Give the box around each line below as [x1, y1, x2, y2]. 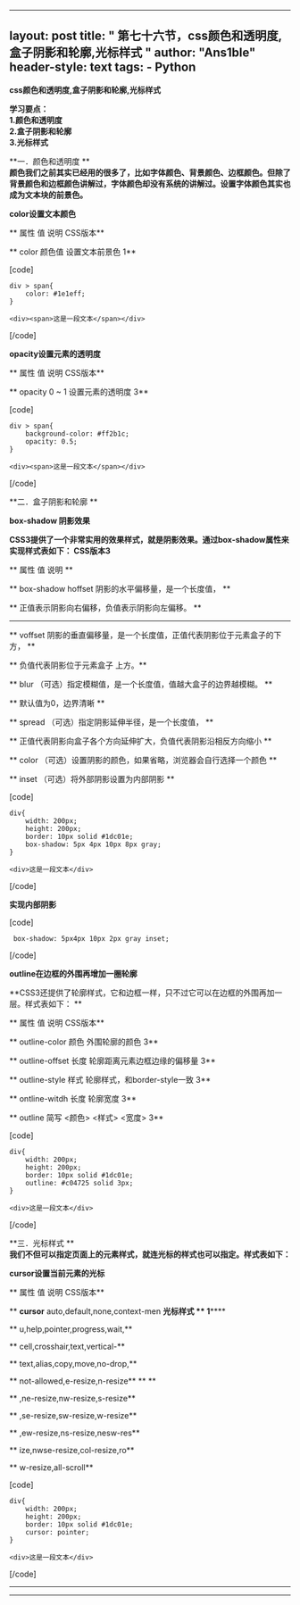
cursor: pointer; [25, 1527, 90, 1536]
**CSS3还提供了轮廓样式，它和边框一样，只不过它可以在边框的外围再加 [9, 987, 275, 998]
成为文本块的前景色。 [9, 189, 87, 200]
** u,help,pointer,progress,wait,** [9, 1323, 133, 1335]
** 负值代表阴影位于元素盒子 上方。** [9, 660, 147, 670]
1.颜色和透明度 [9, 114, 62, 125]
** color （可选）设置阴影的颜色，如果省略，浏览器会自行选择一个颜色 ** [9, 754, 278, 765]
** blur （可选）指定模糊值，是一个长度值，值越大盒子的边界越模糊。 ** [9, 678, 273, 689]
